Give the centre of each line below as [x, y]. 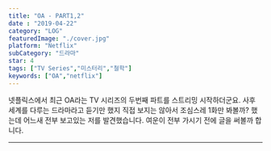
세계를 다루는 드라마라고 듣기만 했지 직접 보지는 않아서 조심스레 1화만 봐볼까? [129, 110]
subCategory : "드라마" [44, 53]
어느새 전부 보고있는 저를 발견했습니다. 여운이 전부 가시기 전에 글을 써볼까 [138, 120]
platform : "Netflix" [43, 46]
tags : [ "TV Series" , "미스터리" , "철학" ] [70, 69]
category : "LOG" [35, 31]
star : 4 [21, 61]
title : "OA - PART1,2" [46, 16]
